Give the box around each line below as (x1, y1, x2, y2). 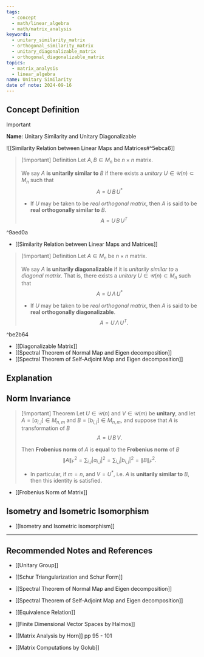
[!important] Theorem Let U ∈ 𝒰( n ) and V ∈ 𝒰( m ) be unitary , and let (21, 409, 195, 417)
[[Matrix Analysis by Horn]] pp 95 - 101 (15, 632, 112, 639)
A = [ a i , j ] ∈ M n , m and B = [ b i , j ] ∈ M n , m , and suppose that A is (21, 417, 178, 425)
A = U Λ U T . (100, 318, 129, 326)
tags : (6, 9, 20, 15)
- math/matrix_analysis (12, 26, 72, 32)
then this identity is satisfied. (30, 477, 103, 484)
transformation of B (21, 424, 70, 432)
